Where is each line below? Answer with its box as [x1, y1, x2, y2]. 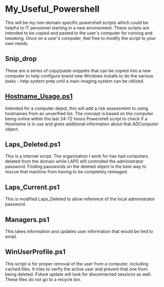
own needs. [5, 40, 29, 46]
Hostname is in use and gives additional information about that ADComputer [5, 121, 159, 127]
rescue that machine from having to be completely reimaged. [5, 169, 128, 175]
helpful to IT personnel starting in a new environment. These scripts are [5, 24, 149, 30]
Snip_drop [5, 55, 37, 63]
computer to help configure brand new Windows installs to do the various [5, 72, 153, 79]
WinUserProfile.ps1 [5, 248, 66, 256]
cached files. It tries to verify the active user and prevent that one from [5, 266, 148, 272]
